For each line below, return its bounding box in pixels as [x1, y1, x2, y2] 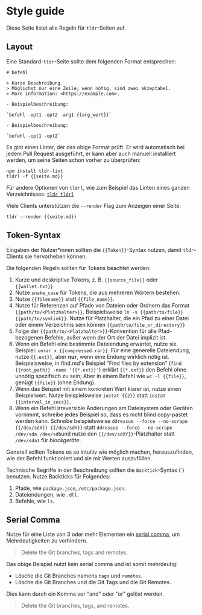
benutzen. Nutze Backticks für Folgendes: [6, 472, 110, 480]
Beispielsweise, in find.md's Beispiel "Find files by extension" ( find [14, 359, 182, 367]
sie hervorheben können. [25, 253, 87, 260]
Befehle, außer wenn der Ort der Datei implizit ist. [44, 333, 168, 341]
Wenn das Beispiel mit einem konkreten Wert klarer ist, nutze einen [14, 385, 181, 392]
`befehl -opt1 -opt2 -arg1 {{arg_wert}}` [6, 112, 112, 118]
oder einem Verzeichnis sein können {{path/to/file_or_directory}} [14, 321, 186, 328]
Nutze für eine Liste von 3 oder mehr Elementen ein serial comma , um [6, 530, 180, 538]
